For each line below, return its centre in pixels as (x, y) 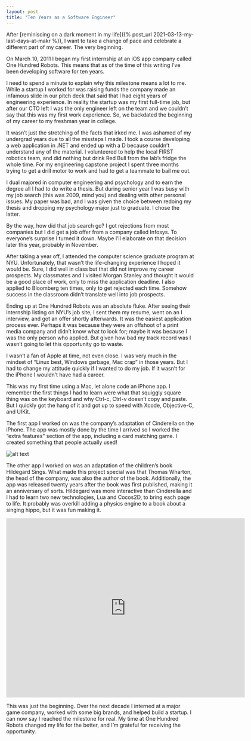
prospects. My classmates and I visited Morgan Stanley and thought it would (100, 275)
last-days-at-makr (28, 41)
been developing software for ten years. (55, 71)
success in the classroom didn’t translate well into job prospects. (86, 294)
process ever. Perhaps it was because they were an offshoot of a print (92, 325)
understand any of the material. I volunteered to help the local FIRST (90, 151)
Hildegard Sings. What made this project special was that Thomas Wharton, (99, 471)
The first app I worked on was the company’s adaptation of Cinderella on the (100, 423)
